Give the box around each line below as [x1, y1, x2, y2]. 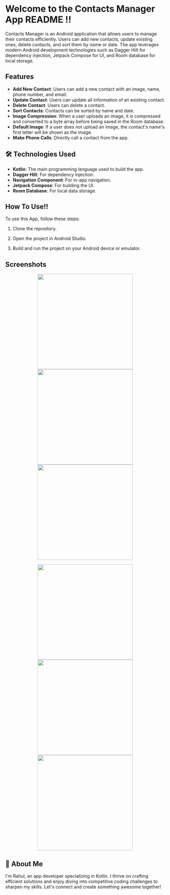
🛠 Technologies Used [5, 150, 76, 159]
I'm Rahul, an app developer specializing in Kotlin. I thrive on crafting [5, 873, 149, 879]
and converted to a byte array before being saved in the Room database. [12, 118, 165, 125]
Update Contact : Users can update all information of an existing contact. [12, 97, 165, 103]
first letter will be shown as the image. [12, 129, 92, 135]
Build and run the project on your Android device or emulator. [12, 245, 141, 252]
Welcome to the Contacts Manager [5, 3, 155, 15]
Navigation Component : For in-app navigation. [12, 176, 112, 183]
